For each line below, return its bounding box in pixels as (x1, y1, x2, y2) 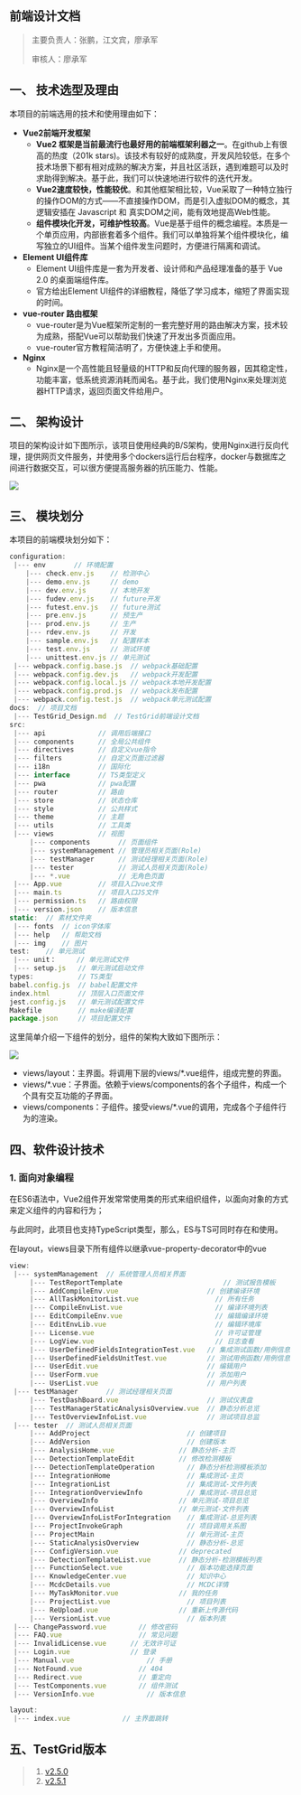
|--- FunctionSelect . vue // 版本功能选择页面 (29, 1564, 253, 1573)
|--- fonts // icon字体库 (13, 921, 111, 930)
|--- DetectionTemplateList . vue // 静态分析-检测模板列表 (29, 1555, 263, 1565)
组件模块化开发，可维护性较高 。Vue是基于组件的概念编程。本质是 (35, 218, 280, 229)
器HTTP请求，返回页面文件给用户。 (35, 385, 169, 396)
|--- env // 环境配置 (13, 561, 114, 570)
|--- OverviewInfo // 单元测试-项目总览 (29, 1496, 250, 1506)
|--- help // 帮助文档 (13, 930, 102, 940)
